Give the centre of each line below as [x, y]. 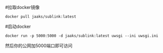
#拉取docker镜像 [22, 7]
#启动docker [18, 26]
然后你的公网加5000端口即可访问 [39, 46]
